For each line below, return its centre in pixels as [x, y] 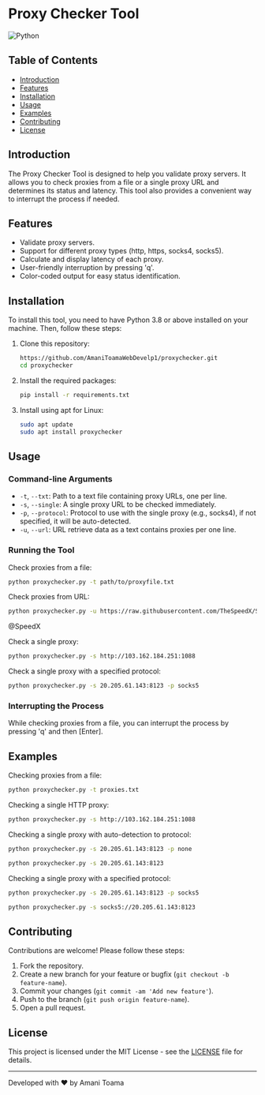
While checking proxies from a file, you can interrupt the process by [118, 723]
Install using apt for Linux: [62, 410]
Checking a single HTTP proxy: [59, 805]
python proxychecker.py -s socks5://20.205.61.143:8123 [102, 907]
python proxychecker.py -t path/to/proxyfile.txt [91, 582]
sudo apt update [46, 424]
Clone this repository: [54, 343]
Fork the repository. [52, 966]
